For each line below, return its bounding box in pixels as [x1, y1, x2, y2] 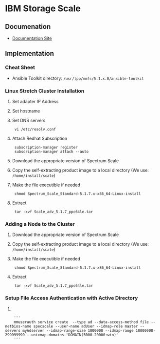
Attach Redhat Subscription [12, 135, 67, 141]
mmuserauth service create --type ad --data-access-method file [14, 320, 149, 324]
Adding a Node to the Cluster [5, 220, 75, 227]
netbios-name [5, 323, 32, 329]
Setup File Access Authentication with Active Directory [5, 295, 138, 301]
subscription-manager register [14, 145, 78, 150]
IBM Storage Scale [5, 3, 81, 14]
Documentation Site [12, 35, 52, 41]
